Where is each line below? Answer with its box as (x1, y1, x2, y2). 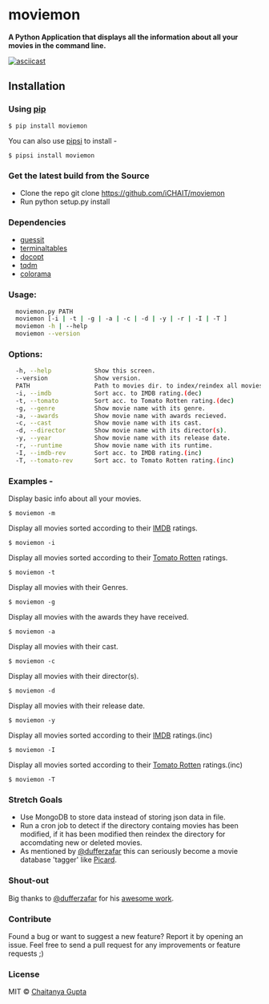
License (8, 969, 40, 980)
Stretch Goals (8, 794, 62, 805)
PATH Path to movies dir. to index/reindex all (15, 382, 239, 390)
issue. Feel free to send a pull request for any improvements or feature (8, 940, 241, 949)
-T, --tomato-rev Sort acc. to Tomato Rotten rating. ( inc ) (15, 456, 235, 465)
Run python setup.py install (19, 197, 110, 206)
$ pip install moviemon (8, 122, 88, 130)
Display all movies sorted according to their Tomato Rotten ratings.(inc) (8, 760, 243, 770)
